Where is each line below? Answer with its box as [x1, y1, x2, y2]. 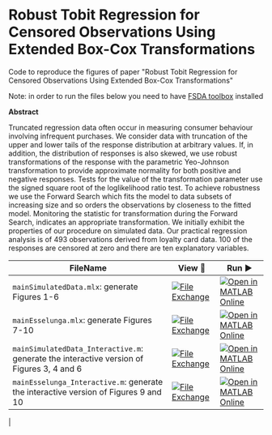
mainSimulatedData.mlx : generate [12, 281, 138, 292]
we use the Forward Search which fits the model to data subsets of [8, 191, 232, 201]
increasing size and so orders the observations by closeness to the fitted [8, 200, 252, 210]
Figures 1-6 [12, 291, 59, 302]
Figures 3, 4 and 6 [12, 363, 83, 374]
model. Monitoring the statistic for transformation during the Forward [8, 208, 238, 218]
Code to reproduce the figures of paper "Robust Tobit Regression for [8, 66, 238, 76]
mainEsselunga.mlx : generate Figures [12, 314, 152, 326]
